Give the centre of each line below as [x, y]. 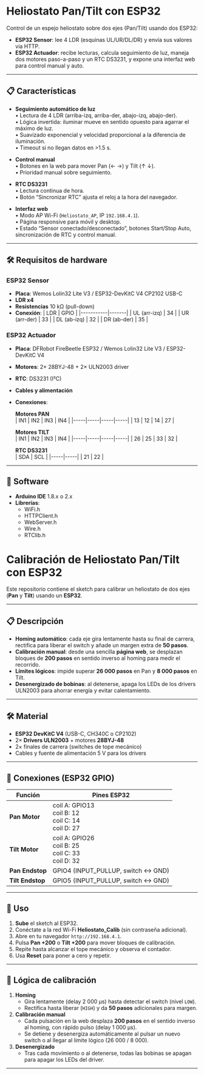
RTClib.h [35, 535]
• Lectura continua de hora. [50, 190]
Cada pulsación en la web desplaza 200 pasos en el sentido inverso [110, 1021]
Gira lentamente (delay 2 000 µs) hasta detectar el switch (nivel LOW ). [110, 1001]
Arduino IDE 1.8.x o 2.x [44, 496]
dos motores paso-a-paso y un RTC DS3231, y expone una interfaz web [105, 59]
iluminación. [30, 141]
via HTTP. [27, 46]
